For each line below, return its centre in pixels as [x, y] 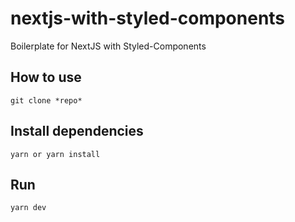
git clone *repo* [46, 100]
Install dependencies [77, 131]
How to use [46, 77]
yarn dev [28, 208]
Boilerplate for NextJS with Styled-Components [108, 46]
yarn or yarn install [55, 154]
